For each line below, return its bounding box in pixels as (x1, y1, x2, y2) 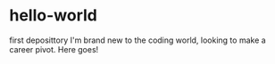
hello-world (9, 5, 98, 26)
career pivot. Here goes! (9, 44, 99, 54)
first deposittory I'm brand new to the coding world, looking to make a (9, 35, 266, 45)
